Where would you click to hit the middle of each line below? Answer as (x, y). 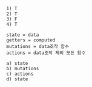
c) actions (20, 74)
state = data (23, 35)
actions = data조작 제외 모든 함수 (46, 53)
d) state (17, 79)
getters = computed (31, 40)
